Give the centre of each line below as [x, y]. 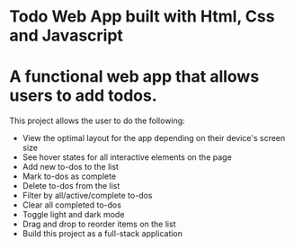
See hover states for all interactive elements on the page [127, 157]
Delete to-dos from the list [71, 186]
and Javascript [67, 35]
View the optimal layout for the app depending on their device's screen [154, 138]
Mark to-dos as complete [69, 176]
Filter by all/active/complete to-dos [87, 196]
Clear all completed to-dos [71, 205]
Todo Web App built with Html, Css [142, 17]
